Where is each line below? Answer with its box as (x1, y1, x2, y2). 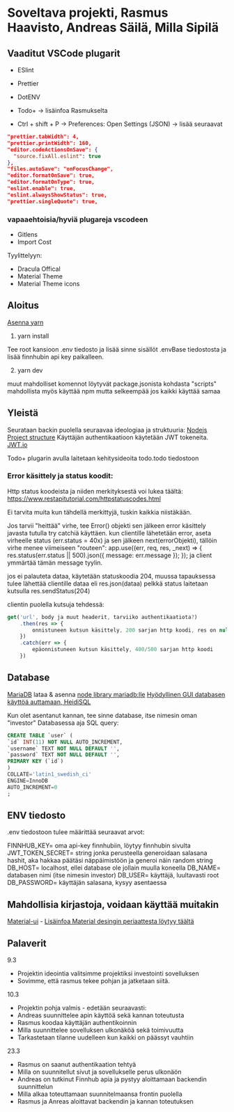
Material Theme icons (17, 279, 80, 288)
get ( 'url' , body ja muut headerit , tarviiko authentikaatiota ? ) (7, 613, 198, 620)
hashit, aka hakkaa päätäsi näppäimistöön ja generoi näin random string (7, 856, 214, 865)
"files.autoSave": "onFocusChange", (7, 166, 114, 173)
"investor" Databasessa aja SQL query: (7, 719, 119, 727)
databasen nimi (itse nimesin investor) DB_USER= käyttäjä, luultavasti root (7, 871, 219, 879)
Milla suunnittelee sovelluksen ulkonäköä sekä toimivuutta (17, 1026, 184, 1034)
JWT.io (7, 440, 28, 448)
